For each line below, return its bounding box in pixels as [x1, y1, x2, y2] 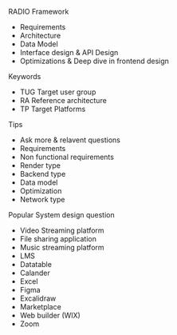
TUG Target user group [19, 87, 96, 97]
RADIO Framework [8, 7, 69, 16]
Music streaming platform [19, 243, 105, 252]
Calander [19, 268, 50, 277]
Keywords [8, 72, 41, 81]
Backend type [19, 169, 66, 178]
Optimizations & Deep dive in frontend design [19, 56, 170, 66]
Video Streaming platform [19, 225, 105, 235]
